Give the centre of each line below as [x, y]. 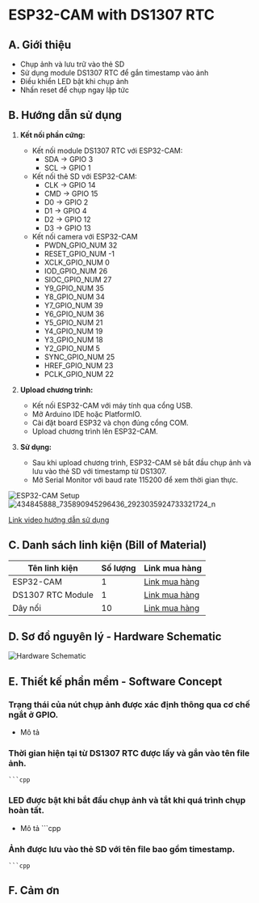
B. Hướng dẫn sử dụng [65, 115]
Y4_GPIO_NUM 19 [73, 331]
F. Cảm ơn [34, 890]
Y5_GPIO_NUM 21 [73, 322]
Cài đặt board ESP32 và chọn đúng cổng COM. [110, 422]
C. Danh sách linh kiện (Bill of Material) [108, 545]
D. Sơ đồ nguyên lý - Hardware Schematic [115, 637]
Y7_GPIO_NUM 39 [73, 305]
